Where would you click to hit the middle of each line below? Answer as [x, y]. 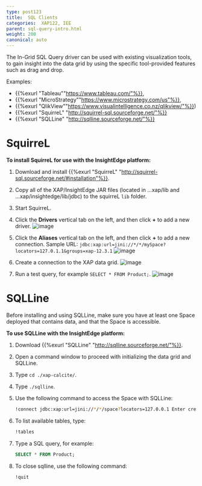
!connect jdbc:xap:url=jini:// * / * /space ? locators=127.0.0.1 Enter [100, 409]
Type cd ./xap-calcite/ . [46, 374]
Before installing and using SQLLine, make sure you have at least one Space [101, 315]
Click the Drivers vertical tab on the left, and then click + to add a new [102, 219]
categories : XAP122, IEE [39, 23]
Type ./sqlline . [35, 386]
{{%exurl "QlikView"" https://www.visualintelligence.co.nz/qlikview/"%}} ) [106, 106]
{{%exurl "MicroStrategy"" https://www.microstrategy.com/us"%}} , [98, 100]
